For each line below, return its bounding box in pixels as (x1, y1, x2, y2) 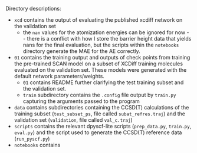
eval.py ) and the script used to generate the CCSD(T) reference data (14, 129, 182, 136)
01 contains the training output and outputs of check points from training (14, 54, 191, 61)
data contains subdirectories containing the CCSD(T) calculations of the (14, 104, 189, 111)
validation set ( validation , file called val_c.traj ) (14, 117, 133, 123)
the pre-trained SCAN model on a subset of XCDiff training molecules (14, 60, 183, 67)
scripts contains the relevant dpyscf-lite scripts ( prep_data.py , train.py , (14, 123, 192, 129)
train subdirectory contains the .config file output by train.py (22, 91, 176, 98)
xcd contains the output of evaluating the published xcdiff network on (14, 16, 183, 23)
